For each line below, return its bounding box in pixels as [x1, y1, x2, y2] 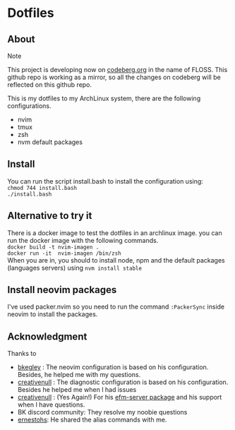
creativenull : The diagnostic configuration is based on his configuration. [17, 378, 229, 386]
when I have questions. [17, 400, 85, 409]
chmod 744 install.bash [7, 184, 78, 191]
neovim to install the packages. [7, 310, 98, 318]
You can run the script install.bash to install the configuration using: [7, 177, 203, 185]
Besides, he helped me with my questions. [17, 371, 141, 379]
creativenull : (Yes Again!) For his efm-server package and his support [17, 393, 222, 402]
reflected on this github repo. [7, 80, 92, 89]
